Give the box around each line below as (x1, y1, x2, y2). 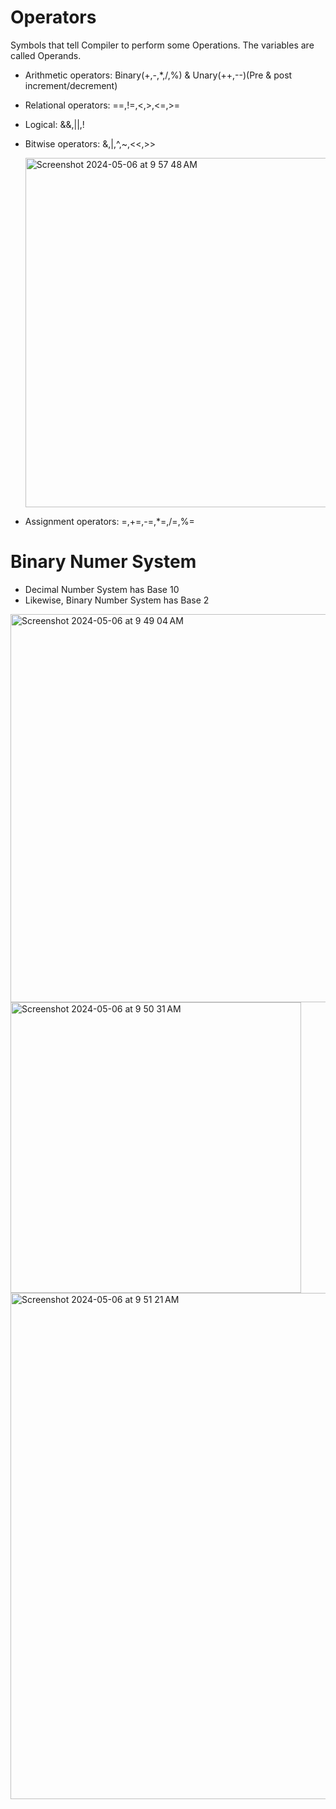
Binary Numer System (10, 551, 197, 573)
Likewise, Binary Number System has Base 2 (24, 594, 210, 606)
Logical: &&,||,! (24, 118, 85, 130)
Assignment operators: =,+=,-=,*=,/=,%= (24, 515, 195, 527)
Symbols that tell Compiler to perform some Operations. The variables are (10, 39, 315, 51)
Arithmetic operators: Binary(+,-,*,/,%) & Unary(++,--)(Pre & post (24, 69, 293, 81)
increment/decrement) (24, 79, 118, 91)
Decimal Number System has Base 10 (24, 583, 180, 595)
